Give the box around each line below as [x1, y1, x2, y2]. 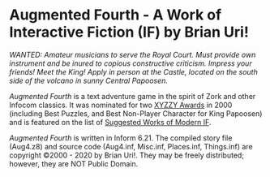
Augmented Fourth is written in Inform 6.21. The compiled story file [9, 132, 233, 143]
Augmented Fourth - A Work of [9, 6, 222, 24]
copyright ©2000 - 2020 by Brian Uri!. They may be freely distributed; [9, 150, 245, 160]
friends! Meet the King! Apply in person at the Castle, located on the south [9, 67, 258, 76]
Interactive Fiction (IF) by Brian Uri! [9, 23, 250, 41]
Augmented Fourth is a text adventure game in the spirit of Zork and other [9, 91, 256, 101]
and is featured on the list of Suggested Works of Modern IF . [9, 117, 212, 127]
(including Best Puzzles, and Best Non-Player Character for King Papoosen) [9, 108, 263, 119]
